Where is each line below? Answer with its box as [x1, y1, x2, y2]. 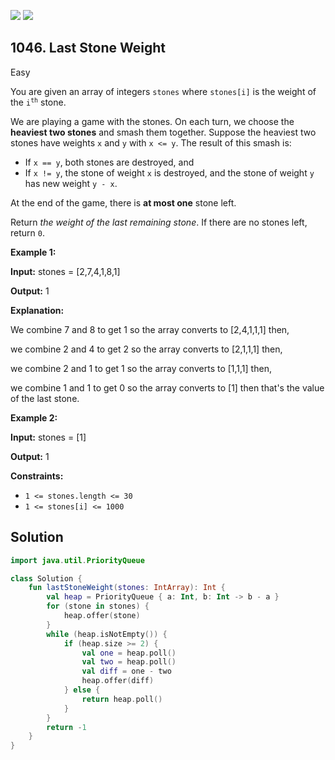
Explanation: [10, 304, 65, 316]
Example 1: [10, 246, 57, 258]
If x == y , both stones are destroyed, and [24, 156, 195, 168]
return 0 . [10, 226, 45, 239]
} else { [63, 685, 101, 695]
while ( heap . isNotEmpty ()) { [46, 629, 168, 639]
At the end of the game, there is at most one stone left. [10, 196, 237, 209]
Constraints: [10, 470, 64, 482]
